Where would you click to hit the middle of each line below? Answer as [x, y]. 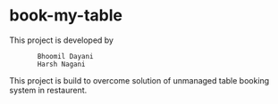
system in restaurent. [48, 90]
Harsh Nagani [62, 64]
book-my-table [66, 16]
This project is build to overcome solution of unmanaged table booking [139, 80]
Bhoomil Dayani [65, 56]
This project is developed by [62, 40]
